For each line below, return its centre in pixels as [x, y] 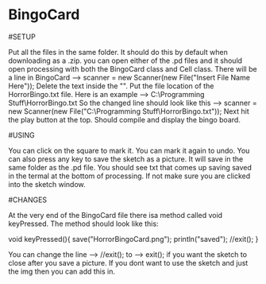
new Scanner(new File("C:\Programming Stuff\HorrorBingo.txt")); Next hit [129, 111]
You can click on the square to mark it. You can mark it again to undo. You [129, 150]
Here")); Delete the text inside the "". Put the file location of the [111, 86]
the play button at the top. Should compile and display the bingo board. [124, 119]
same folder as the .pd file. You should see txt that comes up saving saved [130, 167]
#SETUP [22, 37]
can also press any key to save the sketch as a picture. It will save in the [126, 159]
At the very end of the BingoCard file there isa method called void [116, 215]
